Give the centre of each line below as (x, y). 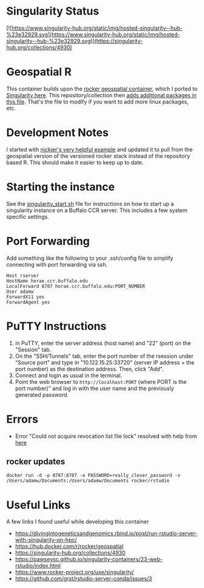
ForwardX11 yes (25, 297)
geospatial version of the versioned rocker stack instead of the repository (98, 156)
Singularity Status (53, 11)
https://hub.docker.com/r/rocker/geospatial (69, 546)
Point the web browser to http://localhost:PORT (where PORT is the (101, 381)
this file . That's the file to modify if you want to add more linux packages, (97, 101)
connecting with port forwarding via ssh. (57, 264)
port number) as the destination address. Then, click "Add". (89, 369)
